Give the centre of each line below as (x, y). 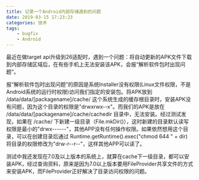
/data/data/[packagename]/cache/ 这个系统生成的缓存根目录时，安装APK (96, 99)
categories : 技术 (27, 23)
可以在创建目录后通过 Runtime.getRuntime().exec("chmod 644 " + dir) (102, 136)
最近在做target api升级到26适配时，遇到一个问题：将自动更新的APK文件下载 (99, 57)
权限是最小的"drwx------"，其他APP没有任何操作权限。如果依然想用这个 (94, 129)
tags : (13, 28)
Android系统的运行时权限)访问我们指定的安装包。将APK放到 (79, 92)
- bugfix (28, 34)
